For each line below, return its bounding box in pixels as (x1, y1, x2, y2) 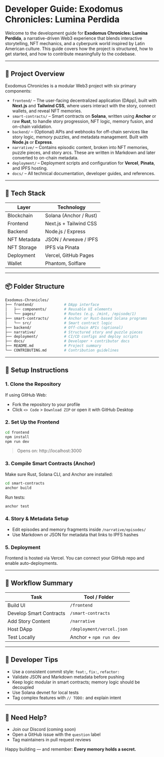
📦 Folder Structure (5, 282, 65, 290)
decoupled (12, 684, 34, 690)
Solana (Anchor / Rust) (45, 212, 98, 219)
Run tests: (5, 494, 25, 500)
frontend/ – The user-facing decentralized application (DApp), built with (12, 97, 157, 103)
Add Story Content (7, 618, 50, 625)
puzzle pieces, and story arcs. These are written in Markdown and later (12, 150, 156, 155)
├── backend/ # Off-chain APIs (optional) (5, 325, 123, 330)
